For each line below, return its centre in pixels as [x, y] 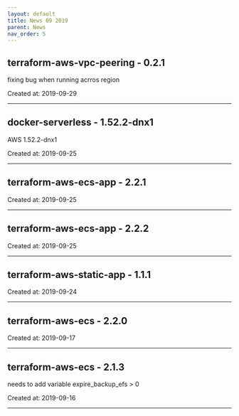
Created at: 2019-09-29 [42, 94]
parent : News [27, 27]
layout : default [31, 14]
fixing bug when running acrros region [64, 80]
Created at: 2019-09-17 [42, 338]
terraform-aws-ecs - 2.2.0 [68, 321]
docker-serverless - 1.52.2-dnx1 [81, 123]
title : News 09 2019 [38, 21]
